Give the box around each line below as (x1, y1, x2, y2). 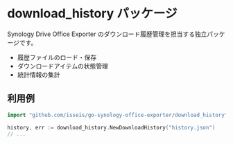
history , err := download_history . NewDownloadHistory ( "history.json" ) (7, 124, 216, 131)
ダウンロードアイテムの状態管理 (17, 62, 109, 70)
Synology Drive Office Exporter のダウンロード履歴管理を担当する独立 (7, 30, 207, 38)
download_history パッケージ (7, 6, 178, 21)
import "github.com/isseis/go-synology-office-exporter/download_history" (7, 111, 228, 118)
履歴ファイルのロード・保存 (17, 53, 97, 62)
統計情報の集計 (17, 70, 60, 79)
